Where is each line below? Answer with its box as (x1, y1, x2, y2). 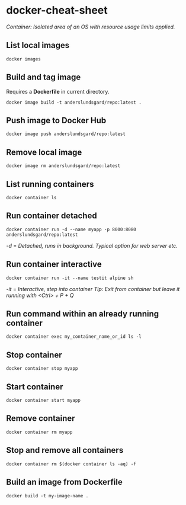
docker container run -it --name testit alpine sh (6, 275, 134, 281)
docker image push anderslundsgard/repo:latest (6, 131, 126, 137)
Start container (6, 382, 63, 392)
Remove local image (6, 147, 82, 157)
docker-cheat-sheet (6, 4, 108, 17)
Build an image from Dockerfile (6, 477, 123, 487)
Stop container (6, 350, 62, 360)
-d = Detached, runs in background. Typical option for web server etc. (6, 242, 178, 249)
